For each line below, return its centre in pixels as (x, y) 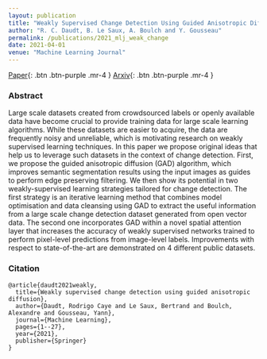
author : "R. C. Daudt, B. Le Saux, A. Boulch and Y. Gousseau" (115, 30)
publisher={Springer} (51, 341)
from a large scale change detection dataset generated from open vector (128, 214)
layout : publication (43, 15)
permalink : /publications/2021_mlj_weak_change (89, 38)
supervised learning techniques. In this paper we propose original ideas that (133, 147)
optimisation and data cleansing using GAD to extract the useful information (132, 206)
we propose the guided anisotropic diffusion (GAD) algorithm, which (120, 164)
